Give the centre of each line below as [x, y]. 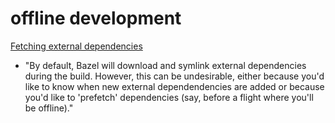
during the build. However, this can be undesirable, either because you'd [174, 76]
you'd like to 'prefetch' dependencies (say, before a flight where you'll [169, 97]
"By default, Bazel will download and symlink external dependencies [165, 65]
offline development [96, 18]
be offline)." [49, 108]
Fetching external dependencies [76, 46]
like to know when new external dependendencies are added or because [174, 86]
